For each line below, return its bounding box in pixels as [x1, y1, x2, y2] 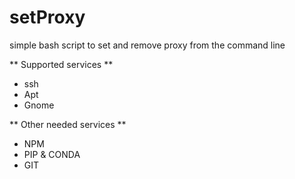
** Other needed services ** [9, 118, 127, 130]
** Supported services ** [9, 58, 114, 70]
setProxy [9, 6, 86, 29]
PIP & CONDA [23, 148, 81, 160]
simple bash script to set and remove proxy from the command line [9, 39, 286, 51]
